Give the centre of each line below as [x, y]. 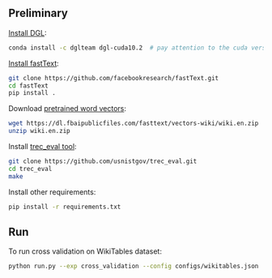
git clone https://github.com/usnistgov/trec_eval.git [103, 161]
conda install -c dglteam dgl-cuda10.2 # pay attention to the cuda [128, 48]
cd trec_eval [30, 169]
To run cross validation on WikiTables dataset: [85, 251]
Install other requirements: [52, 192]
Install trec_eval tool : [42, 147]
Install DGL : [28, 32]
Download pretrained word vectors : [68, 109]
